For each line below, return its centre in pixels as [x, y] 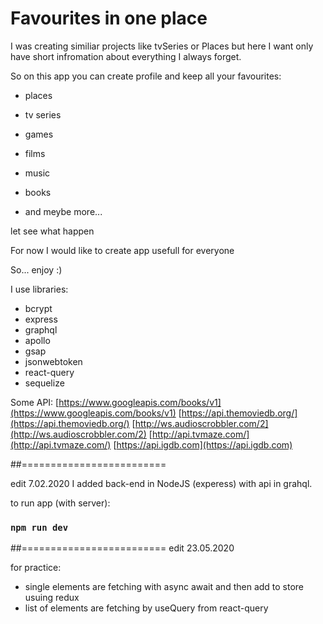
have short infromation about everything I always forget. [126, 56]
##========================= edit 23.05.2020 [122, 548]
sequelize [44, 383]
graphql [41, 329]
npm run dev [39, 527]
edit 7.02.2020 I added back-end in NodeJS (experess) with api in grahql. [161, 483]
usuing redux [52, 598]
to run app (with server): [60, 503]
